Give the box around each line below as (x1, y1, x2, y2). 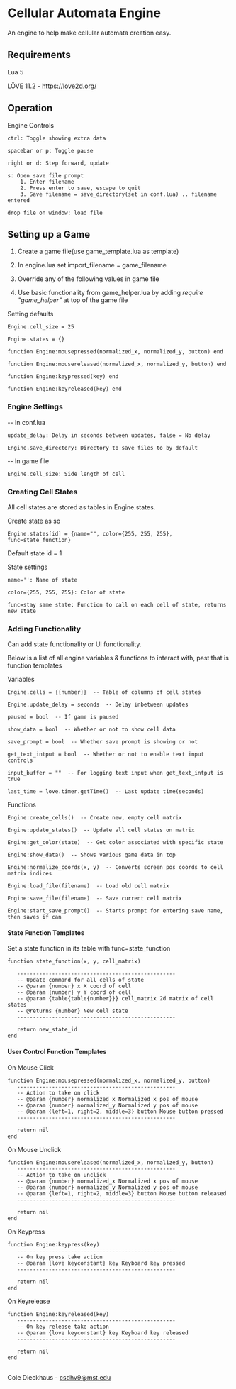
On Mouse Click (7, 1063, 55, 1072)
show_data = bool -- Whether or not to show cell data (7, 726, 176, 734)
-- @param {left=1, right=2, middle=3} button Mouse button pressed (16, 1108, 223, 1115)
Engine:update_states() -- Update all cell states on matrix (7, 826, 195, 834)
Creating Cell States (7, 487, 78, 497)
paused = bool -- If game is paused (7, 714, 119, 721)
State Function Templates (7, 928, 85, 937)
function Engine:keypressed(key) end (7, 373, 119, 380)
